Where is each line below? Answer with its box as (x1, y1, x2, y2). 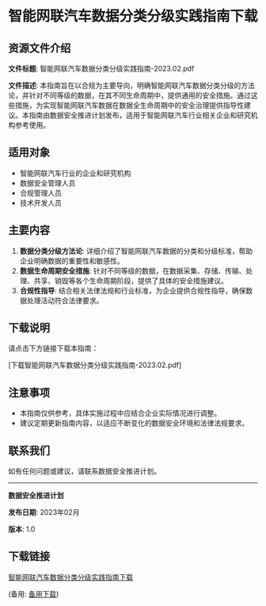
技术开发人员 (19, 198, 62, 207)
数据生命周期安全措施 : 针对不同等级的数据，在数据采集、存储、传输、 (19, 266, 246, 275)
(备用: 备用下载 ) (8, 589, 59, 599)
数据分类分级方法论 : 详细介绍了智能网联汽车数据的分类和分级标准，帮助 (19, 246, 253, 255)
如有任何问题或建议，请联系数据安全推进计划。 (8, 466, 161, 476)
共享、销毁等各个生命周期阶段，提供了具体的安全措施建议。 (33, 275, 228, 286)
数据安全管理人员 (19, 178, 76, 187)
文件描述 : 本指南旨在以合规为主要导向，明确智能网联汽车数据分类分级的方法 (8, 81, 255, 90)
